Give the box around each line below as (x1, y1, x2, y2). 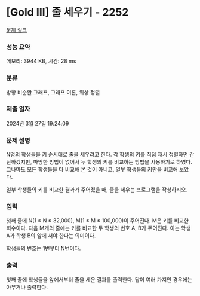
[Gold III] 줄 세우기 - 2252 (6, 5, 129, 19)
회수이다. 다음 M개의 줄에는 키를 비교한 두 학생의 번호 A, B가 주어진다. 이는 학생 (6, 225, 191, 232)
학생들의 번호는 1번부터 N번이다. (6, 245, 81, 252)
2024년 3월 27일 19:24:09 (6, 120, 69, 127)
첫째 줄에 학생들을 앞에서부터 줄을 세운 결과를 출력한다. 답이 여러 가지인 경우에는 (6, 276, 193, 283)
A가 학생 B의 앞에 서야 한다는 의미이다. (6, 232, 96, 239)
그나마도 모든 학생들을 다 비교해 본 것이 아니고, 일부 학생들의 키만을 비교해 (6, 166, 178, 173)
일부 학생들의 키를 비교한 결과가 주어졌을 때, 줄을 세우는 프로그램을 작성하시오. (6, 186, 188, 193)
